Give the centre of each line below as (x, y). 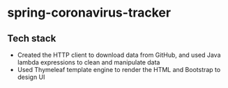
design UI (31, 77)
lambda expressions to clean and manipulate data (89, 62)
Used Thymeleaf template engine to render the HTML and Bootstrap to (119, 70)
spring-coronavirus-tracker (89, 13)
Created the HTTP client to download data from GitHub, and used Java (119, 55)
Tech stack (32, 38)
